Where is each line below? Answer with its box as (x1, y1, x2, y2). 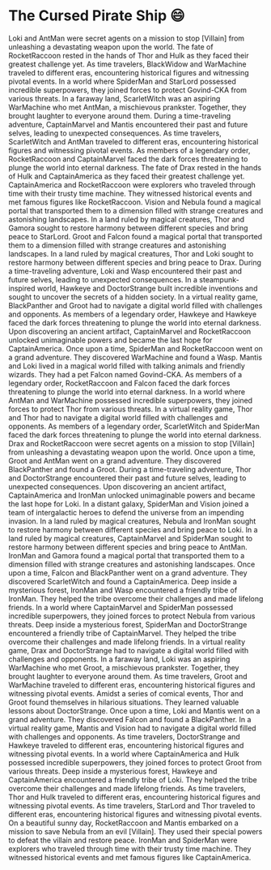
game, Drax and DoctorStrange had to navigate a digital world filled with (8, 645, 249, 655)
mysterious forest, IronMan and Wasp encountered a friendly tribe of (8, 585, 238, 595)
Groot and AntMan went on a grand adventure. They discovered (8, 455, 222, 465)
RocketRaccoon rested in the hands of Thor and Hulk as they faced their (8, 50, 249, 60)
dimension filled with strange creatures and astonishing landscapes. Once (8, 559, 256, 569)
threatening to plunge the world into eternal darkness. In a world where (8, 386, 245, 396)
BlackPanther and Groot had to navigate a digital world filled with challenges (8, 300, 263, 310)
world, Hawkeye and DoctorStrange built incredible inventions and (36, 283, 258, 293)
